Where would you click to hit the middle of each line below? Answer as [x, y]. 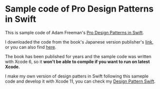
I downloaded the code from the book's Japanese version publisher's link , [79, 42]
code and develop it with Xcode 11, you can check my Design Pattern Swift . [80, 81]
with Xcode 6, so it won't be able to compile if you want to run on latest [77, 61]
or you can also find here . [31, 47]
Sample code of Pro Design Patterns [80, 9]
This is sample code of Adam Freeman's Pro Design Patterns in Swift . [75, 32]
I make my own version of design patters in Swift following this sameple [77, 76]
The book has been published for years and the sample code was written [78, 56]
